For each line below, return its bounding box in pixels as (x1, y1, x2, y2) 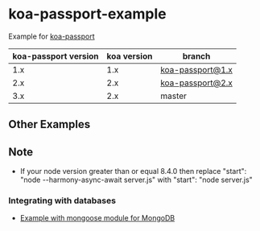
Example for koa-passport (8, 31, 95, 41)
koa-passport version (12, 50, 99, 61)
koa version (106, 50, 153, 61)
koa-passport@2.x (160, 77, 233, 89)
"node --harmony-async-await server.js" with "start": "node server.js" (19, 175, 254, 185)
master (160, 90, 188, 101)
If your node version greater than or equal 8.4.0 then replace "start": (19, 167, 247, 176)
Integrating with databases (8, 195, 117, 206)
